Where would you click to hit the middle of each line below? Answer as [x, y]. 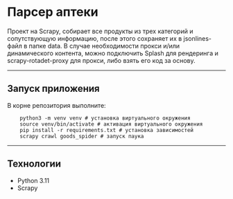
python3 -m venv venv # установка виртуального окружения [105, 118]
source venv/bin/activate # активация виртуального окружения [111, 124]
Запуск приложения [53, 89]
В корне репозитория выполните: [57, 105]
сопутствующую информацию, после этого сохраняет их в [95, 38]
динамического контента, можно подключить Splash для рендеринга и [113, 53]
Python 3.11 [33, 180]
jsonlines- [198, 38]
